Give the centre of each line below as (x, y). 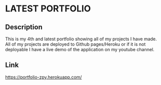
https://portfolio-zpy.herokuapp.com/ (43, 77)
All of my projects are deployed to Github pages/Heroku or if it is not (75, 44)
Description (24, 27)
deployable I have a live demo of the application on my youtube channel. (80, 49)
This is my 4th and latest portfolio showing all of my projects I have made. (81, 39)
